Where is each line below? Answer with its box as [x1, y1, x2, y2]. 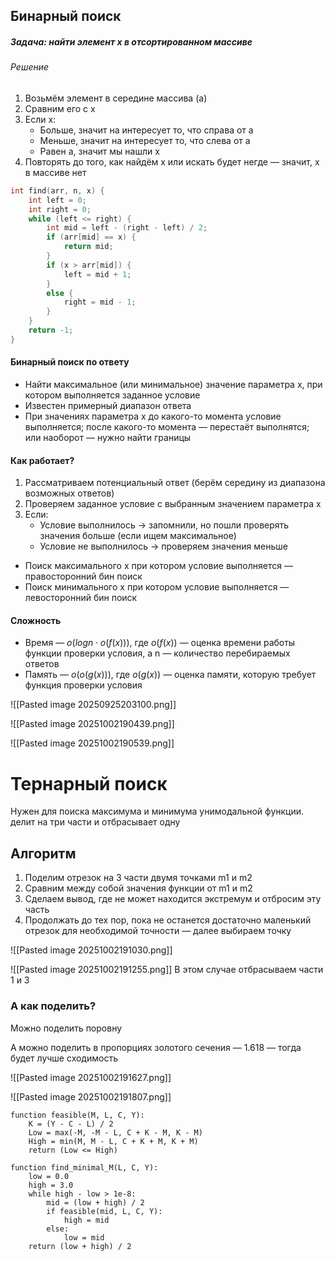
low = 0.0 [28, 1171, 70, 1181]
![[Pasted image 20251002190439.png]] [10, 718, 175, 730]
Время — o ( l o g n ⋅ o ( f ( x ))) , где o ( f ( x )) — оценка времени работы [24, 637, 296, 649]
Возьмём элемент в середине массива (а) [24, 92, 208, 104]
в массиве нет [24, 166, 87, 178]
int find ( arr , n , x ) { [10, 185, 105, 196]
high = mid [63, 1215, 110, 1225]
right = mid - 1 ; [63, 297, 137, 308]
